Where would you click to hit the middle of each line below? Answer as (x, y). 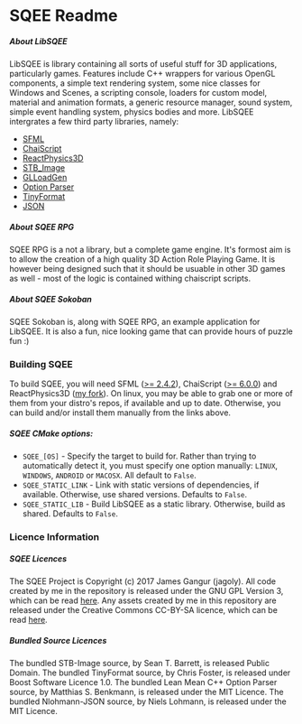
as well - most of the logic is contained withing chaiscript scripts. (130, 278)
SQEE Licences (38, 558)
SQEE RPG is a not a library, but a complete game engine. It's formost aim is (150, 250)
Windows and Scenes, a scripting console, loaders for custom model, (138, 93)
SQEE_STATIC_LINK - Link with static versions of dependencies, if (141, 485)
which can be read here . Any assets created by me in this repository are (143, 600)
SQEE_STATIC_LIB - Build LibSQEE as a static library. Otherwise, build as (154, 504)
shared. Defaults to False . (70, 514)
